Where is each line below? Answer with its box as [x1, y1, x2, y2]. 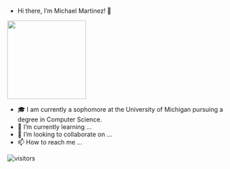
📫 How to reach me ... [17, 138, 82, 146]
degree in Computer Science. [17, 115, 103, 124]
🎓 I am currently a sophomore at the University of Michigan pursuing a [17, 105, 224, 113]
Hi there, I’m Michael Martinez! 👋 [17, 7, 112, 15]
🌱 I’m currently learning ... [17, 123, 92, 131]
